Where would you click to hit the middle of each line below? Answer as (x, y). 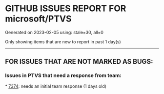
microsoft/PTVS (38, 19)
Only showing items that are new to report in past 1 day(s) (63, 41)
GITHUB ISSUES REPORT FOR (66, 9)
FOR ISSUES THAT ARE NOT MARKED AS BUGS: (79, 62)
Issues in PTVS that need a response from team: (63, 75)
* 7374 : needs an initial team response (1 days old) (56, 86)
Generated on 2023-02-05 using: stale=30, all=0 (54, 32)
